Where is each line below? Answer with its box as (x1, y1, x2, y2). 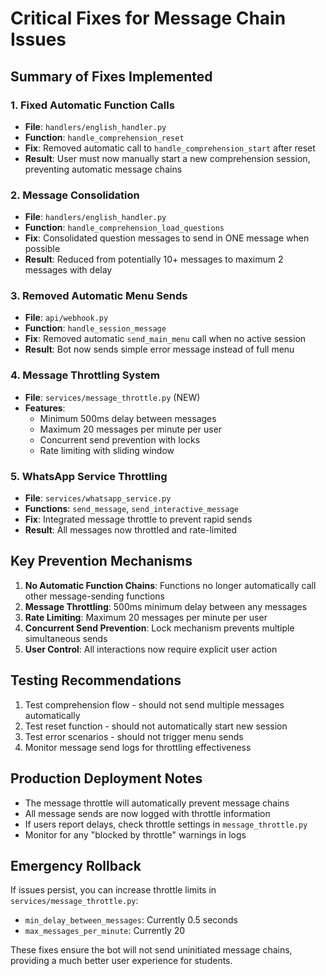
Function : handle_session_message (24, 322, 167, 334)
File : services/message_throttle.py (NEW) (24, 391, 201, 403)
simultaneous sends (24, 632, 108, 644)
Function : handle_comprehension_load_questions (24, 222, 225, 234)
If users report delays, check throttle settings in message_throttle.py (24, 818, 308, 830)
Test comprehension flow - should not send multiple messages (24, 698, 285, 711)
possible (24, 243, 61, 255)
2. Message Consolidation (10, 188, 140, 202)
